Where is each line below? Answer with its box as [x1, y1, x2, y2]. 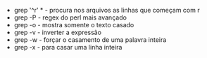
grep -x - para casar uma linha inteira [13, 43, 123, 51]
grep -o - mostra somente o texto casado [13, 21, 134, 29]
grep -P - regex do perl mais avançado [13, 13, 127, 22]
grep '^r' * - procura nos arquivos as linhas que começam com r [13, 6, 200, 14]
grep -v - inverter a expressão [13, 28, 102, 36]
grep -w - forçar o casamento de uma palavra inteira [13, 36, 167, 44]
